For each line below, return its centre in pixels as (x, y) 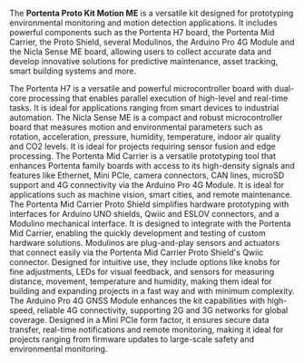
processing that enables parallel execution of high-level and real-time (158, 98)
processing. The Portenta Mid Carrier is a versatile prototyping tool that (143, 156)
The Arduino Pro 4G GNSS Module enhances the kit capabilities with (137, 300)
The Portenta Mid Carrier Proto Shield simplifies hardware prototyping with (149, 204)
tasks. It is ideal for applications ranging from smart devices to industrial (144, 108)
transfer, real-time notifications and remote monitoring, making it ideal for (147, 329)
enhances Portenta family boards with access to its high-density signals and (152, 166)
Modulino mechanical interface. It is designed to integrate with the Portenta (150, 223)
